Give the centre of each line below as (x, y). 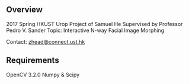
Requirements (33, 61)
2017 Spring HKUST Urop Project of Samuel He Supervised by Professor (94, 24)
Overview (25, 10)
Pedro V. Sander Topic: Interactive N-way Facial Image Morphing (85, 30)
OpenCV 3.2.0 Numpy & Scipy (43, 75)
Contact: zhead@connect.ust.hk (46, 41)
